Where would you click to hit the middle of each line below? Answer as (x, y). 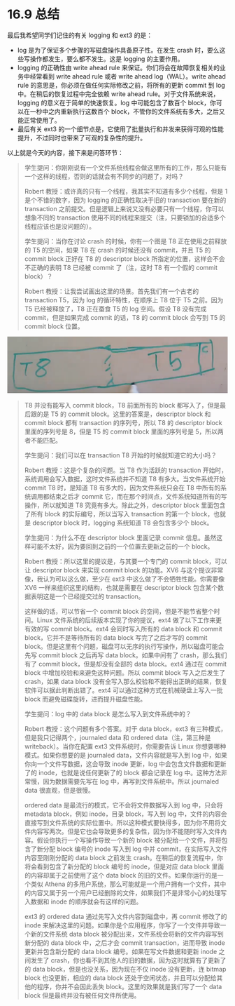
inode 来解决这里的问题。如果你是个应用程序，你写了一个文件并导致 (122, 925)
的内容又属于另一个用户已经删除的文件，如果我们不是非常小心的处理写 (126, 892)
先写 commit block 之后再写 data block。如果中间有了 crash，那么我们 (126, 655)
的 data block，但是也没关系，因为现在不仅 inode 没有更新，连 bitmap (125, 969)
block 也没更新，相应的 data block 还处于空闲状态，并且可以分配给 (120, 978)
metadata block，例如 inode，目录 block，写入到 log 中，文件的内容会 (126, 814)
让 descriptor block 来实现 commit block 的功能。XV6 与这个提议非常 (124, 570)
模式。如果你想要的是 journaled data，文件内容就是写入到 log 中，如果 (126, 755)
